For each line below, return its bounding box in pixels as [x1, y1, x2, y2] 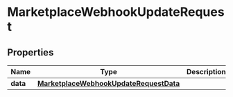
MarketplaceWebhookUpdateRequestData [37, 79, 180, 88]
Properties [7, 46, 54, 58]
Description [186, 67, 227, 76]
